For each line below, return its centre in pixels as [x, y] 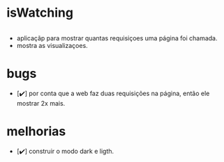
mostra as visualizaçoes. [52, 45]
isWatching [40, 13]
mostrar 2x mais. [41, 103]
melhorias [36, 132]
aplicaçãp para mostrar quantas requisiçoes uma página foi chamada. [117, 38]
